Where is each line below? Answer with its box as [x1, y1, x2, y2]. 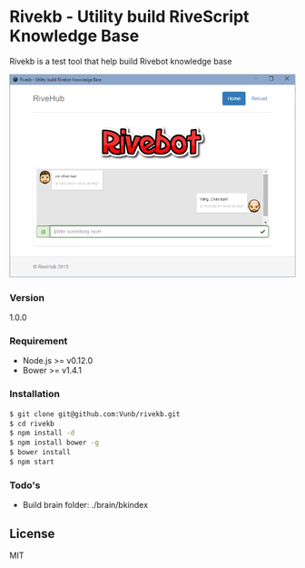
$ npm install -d [9, 429, 75, 438]
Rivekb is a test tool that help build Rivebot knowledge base [9, 55, 232, 66]
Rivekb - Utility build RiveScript [9, 6, 250, 27]
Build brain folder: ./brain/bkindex [22, 500, 148, 511]
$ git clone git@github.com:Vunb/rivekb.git [9, 409, 181, 419]
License [9, 525, 55, 542]
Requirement [9, 334, 68, 347]
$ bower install [9, 448, 71, 457]
